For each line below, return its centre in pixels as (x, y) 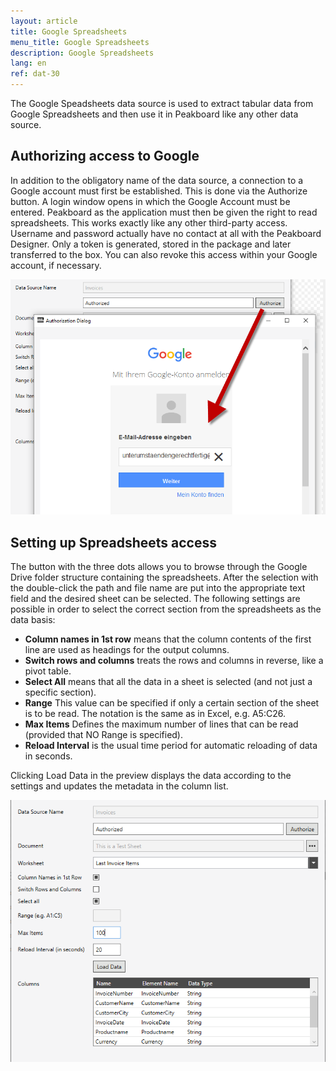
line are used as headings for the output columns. (127, 649)
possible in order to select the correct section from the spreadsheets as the (166, 609)
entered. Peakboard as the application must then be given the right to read (164, 212)
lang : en (28, 63)
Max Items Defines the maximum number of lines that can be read (161, 724)
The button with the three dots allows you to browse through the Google (159, 566)
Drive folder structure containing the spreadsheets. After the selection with (164, 577)
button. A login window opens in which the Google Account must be (150, 201)
